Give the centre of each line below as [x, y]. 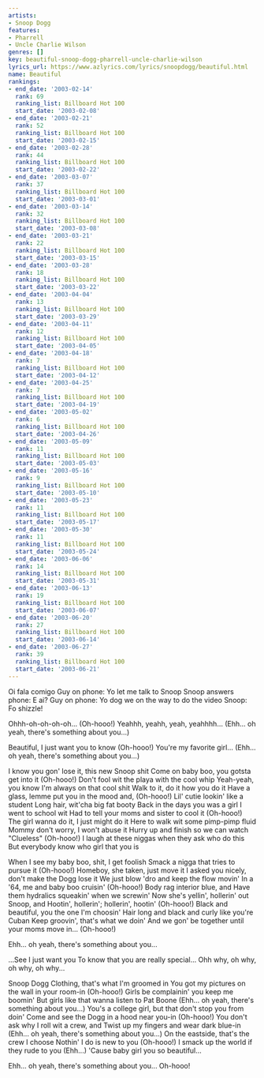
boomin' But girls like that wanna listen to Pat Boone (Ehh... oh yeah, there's [131, 1000]
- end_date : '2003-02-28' [50, 148]
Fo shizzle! [26, 708]
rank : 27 [30, 625]
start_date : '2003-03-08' [58, 229]
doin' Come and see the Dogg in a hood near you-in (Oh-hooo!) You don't [128, 1016]
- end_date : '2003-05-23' [50, 500]
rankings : [24, 81]
